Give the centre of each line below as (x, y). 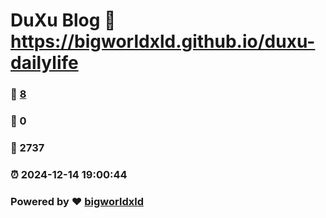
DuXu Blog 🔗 (63, 20)
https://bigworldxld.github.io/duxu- (163, 41)
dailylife (44, 63)
